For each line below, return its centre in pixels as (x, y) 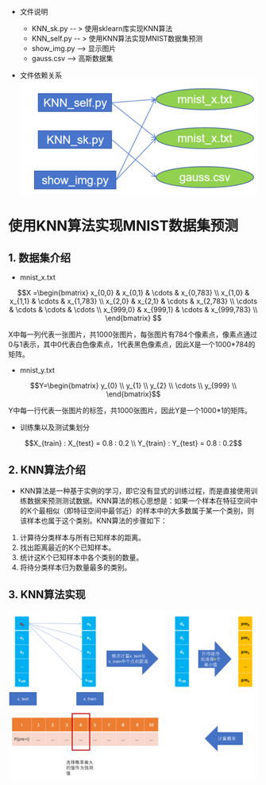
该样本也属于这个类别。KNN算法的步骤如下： (94, 520)
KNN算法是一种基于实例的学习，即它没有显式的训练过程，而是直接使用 (135, 490)
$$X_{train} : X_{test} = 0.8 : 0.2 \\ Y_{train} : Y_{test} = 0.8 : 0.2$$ (133, 443)
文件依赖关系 (40, 75)
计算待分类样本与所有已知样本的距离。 (82, 537)
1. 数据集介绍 (40, 258)
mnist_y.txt (37, 370)
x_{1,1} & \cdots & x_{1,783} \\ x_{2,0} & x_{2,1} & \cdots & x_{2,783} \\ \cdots (133, 301)
